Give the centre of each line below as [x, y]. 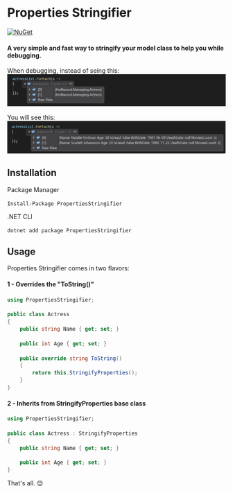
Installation [32, 173]
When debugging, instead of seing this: [63, 71]
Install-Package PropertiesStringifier [65, 204]
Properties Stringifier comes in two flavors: [68, 268]
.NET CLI [20, 216]
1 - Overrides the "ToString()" [51, 284]
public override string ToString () [71, 358]
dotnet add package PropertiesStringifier [69, 230]
